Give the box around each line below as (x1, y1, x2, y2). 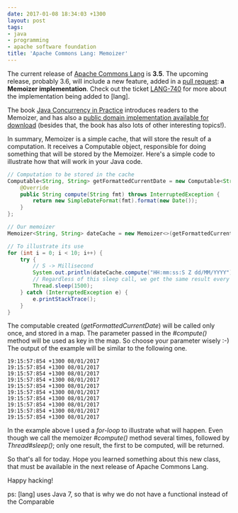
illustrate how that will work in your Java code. (7, 157, 143, 165)
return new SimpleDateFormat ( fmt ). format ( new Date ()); (33, 197, 198, 204)
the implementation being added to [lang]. (7, 92, 130, 100)
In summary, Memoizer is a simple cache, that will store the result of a (7, 134, 212, 143)
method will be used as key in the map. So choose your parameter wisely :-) (7, 336, 229, 345)
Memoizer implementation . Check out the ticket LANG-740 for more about (7, 84, 227, 93)
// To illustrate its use (7, 243, 84, 250)
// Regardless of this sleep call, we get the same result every (33, 276, 230, 283)
